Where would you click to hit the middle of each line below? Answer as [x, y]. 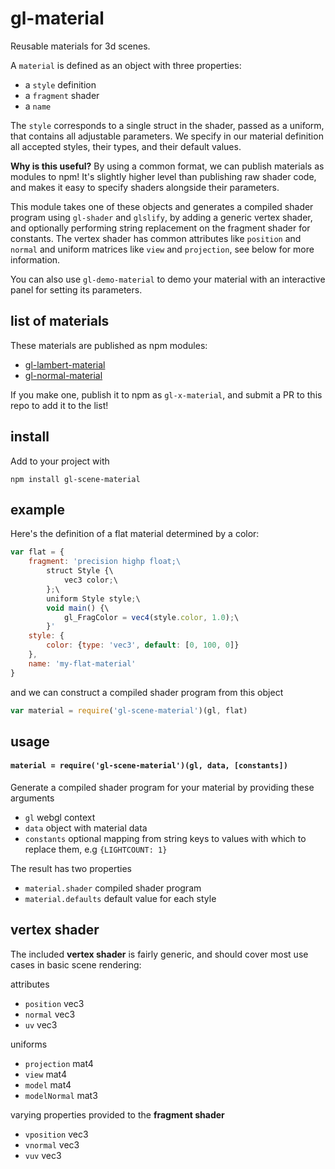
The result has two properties [71, 869]
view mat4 [45, 1074]
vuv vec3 [43, 1155]
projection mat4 [59, 1063]
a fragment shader [62, 95]
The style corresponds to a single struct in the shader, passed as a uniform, [167, 125]
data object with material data [86, 828]
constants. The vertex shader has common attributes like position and [156, 238]
